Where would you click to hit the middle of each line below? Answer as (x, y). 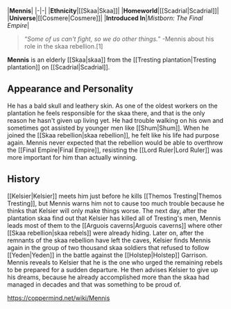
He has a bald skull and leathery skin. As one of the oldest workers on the (113, 106)
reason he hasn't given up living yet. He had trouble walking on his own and (115, 120)
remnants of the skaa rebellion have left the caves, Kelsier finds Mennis (109, 240)
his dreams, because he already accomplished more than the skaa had (108, 277)
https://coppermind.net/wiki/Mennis (59, 298)
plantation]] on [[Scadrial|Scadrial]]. (59, 67)
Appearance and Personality (70, 89)
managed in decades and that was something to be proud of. (94, 284)
